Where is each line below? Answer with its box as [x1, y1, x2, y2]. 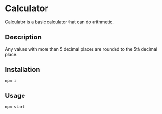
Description [5, 33, 42, 41]
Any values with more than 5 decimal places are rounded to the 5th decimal [5, 46, 158, 52]
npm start [5, 104, 25, 110]
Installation [5, 65, 40, 74]
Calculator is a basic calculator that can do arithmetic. [5, 19, 114, 25]
